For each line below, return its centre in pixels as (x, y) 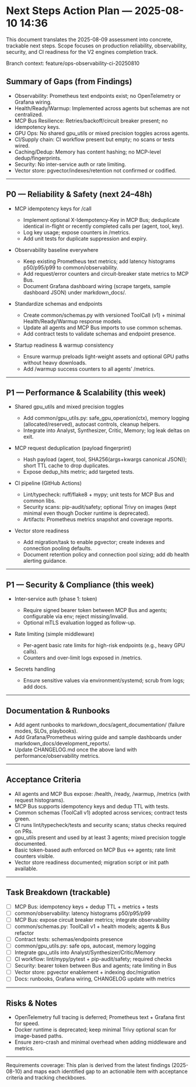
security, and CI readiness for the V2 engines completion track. (82, 52)
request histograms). (40, 800)
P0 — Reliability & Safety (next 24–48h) (79, 194)
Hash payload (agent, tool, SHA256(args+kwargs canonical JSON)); (105, 459)
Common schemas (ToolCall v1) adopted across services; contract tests (101, 812)
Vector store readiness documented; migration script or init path (92, 862)
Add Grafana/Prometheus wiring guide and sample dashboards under (98, 737)
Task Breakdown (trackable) (58, 892)
